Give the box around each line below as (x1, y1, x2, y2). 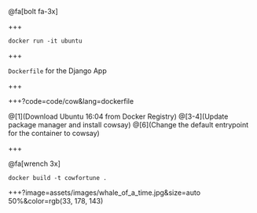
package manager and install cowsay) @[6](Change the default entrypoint (8, 120, 249, 129)
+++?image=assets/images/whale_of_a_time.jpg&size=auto (8, 188, 201, 197)
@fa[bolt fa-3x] (8, 7, 59, 16)
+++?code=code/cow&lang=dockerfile (8, 97, 134, 105)
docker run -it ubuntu (8, 37, 83, 45)
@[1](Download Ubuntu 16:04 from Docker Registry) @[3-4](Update (8, 112, 229, 121)
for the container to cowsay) (8, 129, 100, 138)
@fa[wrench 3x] (8, 159, 61, 168)
